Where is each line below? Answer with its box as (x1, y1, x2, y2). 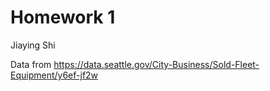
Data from (10, 58, 52, 70)
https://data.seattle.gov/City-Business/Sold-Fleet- (53, 58, 260, 70)
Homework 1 (10, 6, 116, 29)
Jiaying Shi (10, 39, 56, 51)
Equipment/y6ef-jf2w (10, 69, 99, 81)
